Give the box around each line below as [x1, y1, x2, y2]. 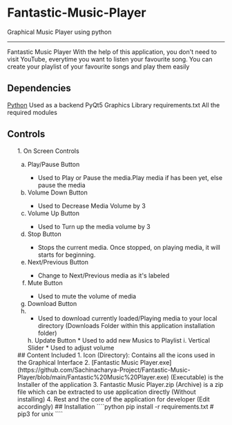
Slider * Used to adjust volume [27, 343, 115, 352]
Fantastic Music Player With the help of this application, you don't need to [7, 47, 217, 56]
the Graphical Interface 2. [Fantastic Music [17, 358, 139, 366]
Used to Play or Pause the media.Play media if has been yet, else [37, 173, 223, 181]
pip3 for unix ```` [17, 410, 64, 418]
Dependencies [7, 82, 71, 94]
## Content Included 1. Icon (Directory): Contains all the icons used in [17, 351, 215, 359]
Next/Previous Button [27, 257, 88, 266]
